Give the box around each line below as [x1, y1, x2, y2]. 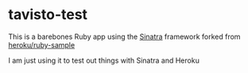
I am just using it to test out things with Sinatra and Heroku [8, 56, 200, 65]
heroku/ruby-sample [8, 40, 76, 49]
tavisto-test [8, 6, 88, 24]
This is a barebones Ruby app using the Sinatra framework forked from [8, 32, 241, 41]
